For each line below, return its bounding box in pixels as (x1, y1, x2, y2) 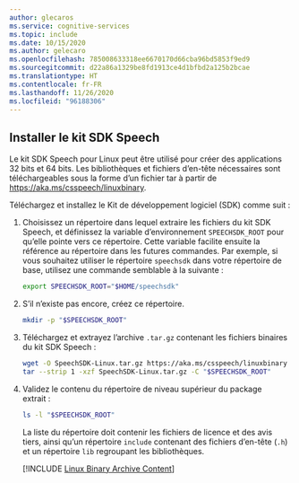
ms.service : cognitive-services (9, 22, 130, 31)
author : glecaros (9, 13, 74, 22)
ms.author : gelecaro (9, 47, 87, 56)
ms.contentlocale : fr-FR (9, 80, 102, 89)
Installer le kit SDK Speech (9, 129, 160, 145)
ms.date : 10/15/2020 (9, 38, 87, 48)
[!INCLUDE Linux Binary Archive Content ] (21, 463, 175, 474)
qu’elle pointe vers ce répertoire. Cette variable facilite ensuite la (21, 236, 261, 247)
